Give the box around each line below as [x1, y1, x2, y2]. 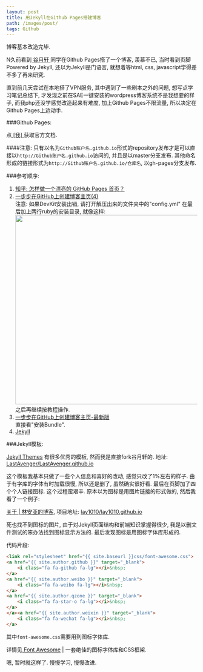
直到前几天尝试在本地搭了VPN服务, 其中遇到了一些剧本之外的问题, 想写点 [6, 84, 188, 91]
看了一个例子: [6, 495, 41, 503]
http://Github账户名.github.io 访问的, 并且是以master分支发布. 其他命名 [17, 152, 196, 159]
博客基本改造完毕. [6, 43, 51, 50]
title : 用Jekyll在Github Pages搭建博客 [6, 15, 102, 21]
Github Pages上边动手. [6, 107, 63, 114]
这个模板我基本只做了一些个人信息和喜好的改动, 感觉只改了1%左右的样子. [6, 473, 188, 480]
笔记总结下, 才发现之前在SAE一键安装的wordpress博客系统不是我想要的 [11, 91, 190, 99]
